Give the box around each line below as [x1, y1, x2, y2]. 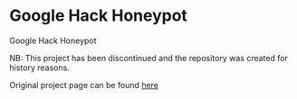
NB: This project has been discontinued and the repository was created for [9, 52, 288, 63]
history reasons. [9, 62, 70, 73]
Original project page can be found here [9, 79, 159, 90]
